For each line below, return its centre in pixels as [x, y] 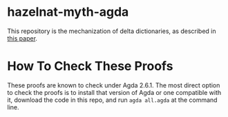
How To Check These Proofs [90, 66]
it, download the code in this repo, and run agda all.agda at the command [112, 100]
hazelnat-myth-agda [68, 12]
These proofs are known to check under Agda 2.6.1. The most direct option [114, 85]
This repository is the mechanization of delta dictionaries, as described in [112, 31]
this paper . [22, 38]
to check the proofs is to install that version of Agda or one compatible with [114, 92]
